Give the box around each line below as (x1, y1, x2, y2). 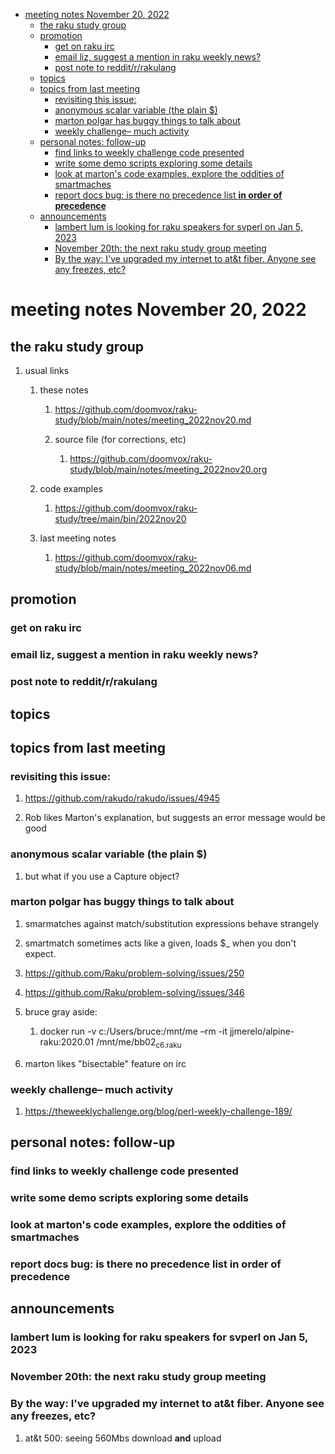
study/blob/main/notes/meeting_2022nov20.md (54, 414, 252, 426)
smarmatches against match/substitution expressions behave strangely (24, 917, 320, 929)
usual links (24, 365, 70, 376)
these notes (39, 384, 89, 396)
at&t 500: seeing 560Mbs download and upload (24, 1432, 222, 1444)
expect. (24, 947, 57, 959)
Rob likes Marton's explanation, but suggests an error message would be (24, 812, 326, 824)
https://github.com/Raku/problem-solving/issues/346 (24, 986, 245, 998)
